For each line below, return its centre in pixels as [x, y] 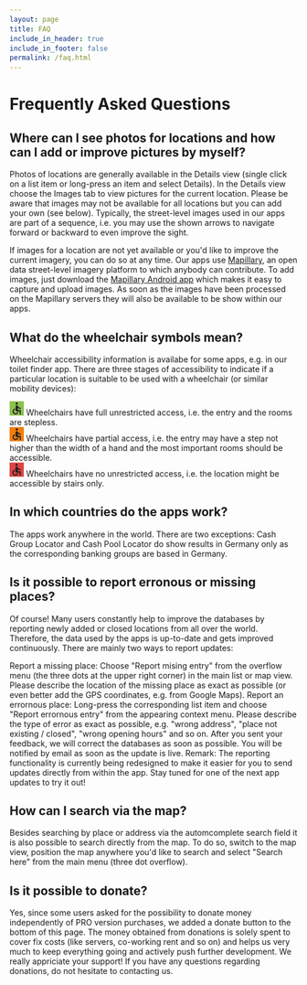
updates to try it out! [48, 782]
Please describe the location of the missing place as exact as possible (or [148, 685]
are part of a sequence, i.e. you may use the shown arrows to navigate [142, 223]
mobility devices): [43, 388]
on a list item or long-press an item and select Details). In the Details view [148, 184]
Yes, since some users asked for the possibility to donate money [131, 913]
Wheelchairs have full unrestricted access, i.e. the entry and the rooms [159, 412]
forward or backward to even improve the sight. [99, 232]
